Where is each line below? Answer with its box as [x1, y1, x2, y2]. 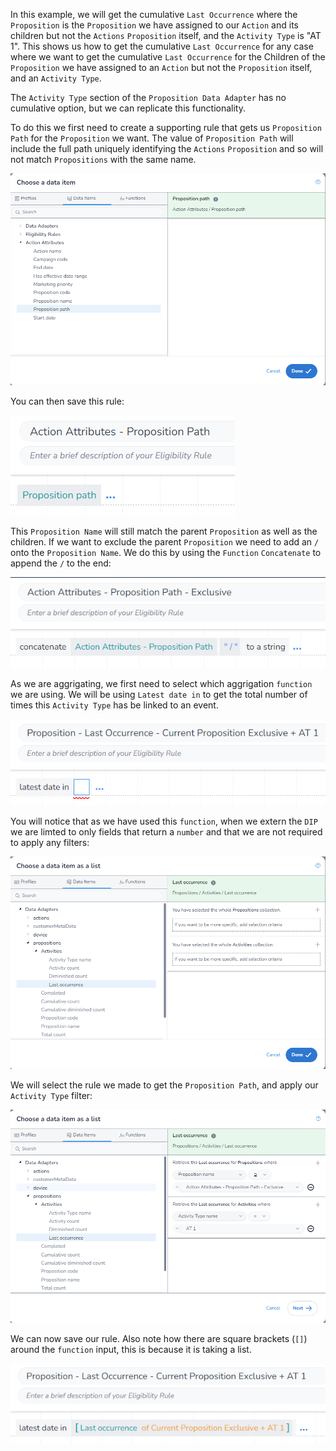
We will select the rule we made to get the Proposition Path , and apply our [10, 1079, 319, 1091]
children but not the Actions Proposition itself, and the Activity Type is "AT [10, 30, 322, 41]
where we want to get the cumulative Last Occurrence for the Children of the [10, 51, 326, 63]
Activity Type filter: [10, 1089, 93, 1101]
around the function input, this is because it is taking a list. [10, 1343, 252, 1355]
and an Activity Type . [10, 72, 102, 84]
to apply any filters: [10, 836, 90, 848]
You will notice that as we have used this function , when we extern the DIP [10, 815, 318, 827]
